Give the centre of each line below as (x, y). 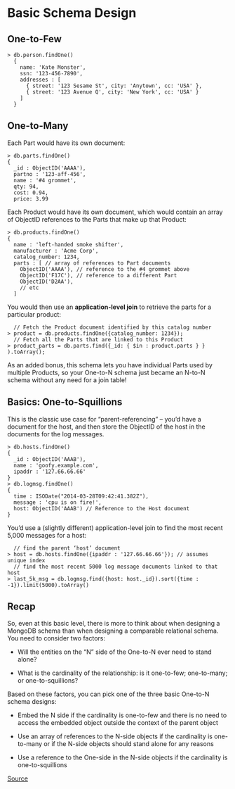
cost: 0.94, (31, 192)
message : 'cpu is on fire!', (58, 502)
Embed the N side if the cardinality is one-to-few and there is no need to (122, 715)
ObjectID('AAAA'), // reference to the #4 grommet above (105, 269)
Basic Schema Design (72, 13)
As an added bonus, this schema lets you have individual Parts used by (110, 365)
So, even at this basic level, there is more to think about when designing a (114, 624)
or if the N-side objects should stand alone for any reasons (129, 744)
